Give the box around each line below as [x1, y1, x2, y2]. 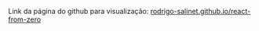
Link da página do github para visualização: [8, 7, 149, 15]
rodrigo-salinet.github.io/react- [150, 7, 251, 15]
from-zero [8, 15, 42, 24]
